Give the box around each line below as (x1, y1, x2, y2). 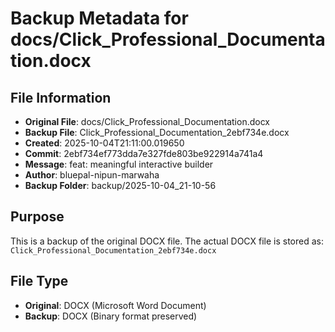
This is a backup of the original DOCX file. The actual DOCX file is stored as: (10, 235, 325, 247)
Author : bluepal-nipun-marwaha (24, 169, 160, 181)
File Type (10, 273, 69, 290)
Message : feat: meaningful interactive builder (24, 158, 214, 170)
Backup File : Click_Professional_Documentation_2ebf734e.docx (24, 127, 290, 138)
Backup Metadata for (10, 7, 189, 30)
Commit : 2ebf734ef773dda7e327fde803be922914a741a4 (24, 148, 264, 159)
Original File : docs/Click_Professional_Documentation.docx (24, 116, 271, 127)
